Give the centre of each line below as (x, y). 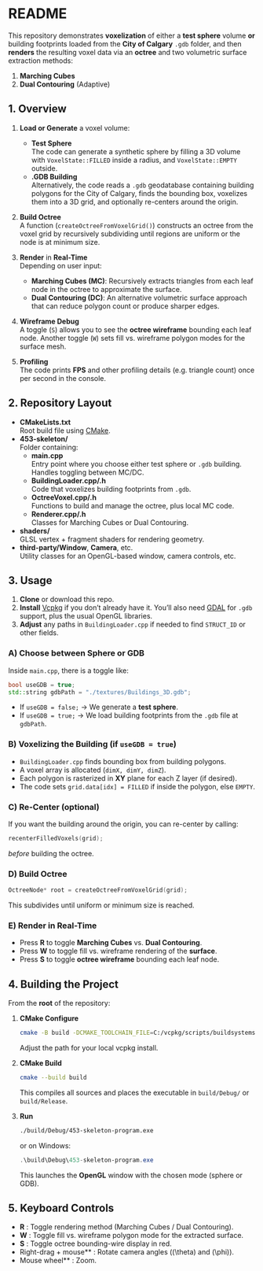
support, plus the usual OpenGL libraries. (86, 616)
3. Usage (30, 580)
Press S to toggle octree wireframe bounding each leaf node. (119, 959)
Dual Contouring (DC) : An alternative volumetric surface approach (139, 297)
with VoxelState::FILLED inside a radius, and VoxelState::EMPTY (134, 160)
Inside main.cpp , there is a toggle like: (69, 671)
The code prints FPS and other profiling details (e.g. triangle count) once (137, 370)
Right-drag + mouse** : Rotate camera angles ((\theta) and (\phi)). (126, 1252)
